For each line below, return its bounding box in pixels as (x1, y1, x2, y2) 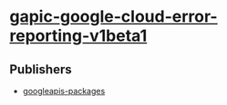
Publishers (9, 62, 72, 77)
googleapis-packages (22, 86, 106, 96)
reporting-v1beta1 (9, 25, 148, 46)
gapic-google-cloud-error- (9, 6, 218, 27)
